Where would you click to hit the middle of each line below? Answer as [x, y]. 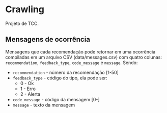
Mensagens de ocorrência [48, 39]
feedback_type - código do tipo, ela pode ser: [60, 78]
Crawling [25, 9]
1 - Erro [28, 89]
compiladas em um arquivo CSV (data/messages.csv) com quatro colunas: [83, 57]
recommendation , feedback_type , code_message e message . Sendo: [72, 63]
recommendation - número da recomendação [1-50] [65, 72]
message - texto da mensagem [44, 105]
